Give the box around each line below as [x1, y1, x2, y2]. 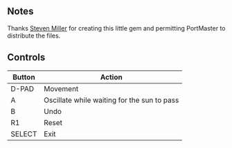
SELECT [10, 129, 37, 138]
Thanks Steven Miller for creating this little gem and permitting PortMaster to [7, 24, 226, 32]
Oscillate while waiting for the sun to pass [44, 95, 179, 105]
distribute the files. [7, 31, 61, 40]
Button [12, 72, 36, 82]
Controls [7, 51, 46, 63]
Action [100, 72, 123, 82]
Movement [44, 83, 79, 93]
